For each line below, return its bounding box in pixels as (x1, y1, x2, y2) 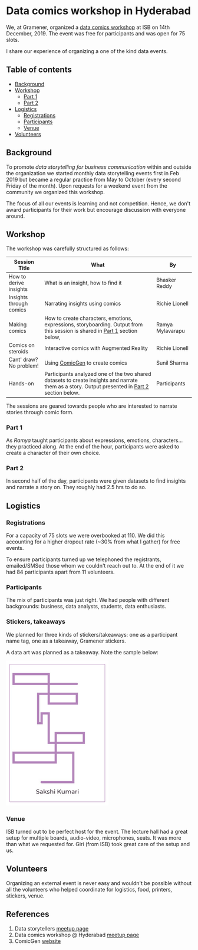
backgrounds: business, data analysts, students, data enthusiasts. (6, 603, 167, 610)
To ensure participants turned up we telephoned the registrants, (6, 556, 161, 563)
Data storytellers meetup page (14, 925, 89, 932)
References (6, 909, 49, 919)
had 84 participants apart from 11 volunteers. (6, 568, 115, 576)
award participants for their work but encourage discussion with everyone (6, 206, 186, 213)
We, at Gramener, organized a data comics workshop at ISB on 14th (6, 24, 170, 31)
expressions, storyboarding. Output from (44, 320, 143, 328)
